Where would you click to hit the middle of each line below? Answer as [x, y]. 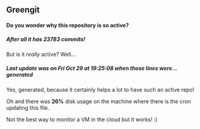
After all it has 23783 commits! [46, 39]
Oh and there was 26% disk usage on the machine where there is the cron [98, 101]
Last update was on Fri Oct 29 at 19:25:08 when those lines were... [92, 68]
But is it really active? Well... [41, 54]
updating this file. [28, 107]
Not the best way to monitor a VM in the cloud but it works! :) [82, 119]
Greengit [23, 10]
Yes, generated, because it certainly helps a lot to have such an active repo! [100, 89]
